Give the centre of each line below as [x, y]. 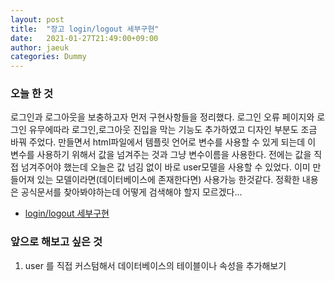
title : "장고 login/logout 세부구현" [85, 29]
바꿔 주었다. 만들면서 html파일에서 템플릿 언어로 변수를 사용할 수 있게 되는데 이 [163, 142]
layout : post [37, 19]
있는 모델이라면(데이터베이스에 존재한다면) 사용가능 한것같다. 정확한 [168, 180]
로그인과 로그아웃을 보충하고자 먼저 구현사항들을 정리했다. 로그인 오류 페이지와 [162, 117]
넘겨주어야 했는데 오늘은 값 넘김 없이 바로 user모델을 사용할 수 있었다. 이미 [165, 167]
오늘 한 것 [31, 94]
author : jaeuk [40, 47]
